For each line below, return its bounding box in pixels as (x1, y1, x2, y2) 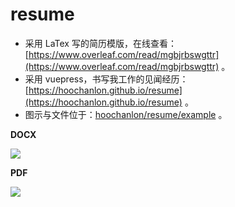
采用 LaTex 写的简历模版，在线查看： (24, 37, 177, 49)
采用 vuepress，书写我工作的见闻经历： (24, 73, 189, 85)
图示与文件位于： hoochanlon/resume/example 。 (24, 108, 228, 120)
